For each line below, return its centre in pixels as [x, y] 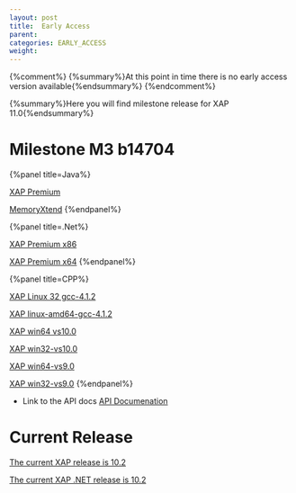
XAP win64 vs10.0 [43, 332]
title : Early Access [50, 26]
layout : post [34, 18]
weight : [24, 51]
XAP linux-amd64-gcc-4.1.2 [61, 314]
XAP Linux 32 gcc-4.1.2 [53, 297]
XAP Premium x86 [43, 245]
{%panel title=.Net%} [49, 227]
